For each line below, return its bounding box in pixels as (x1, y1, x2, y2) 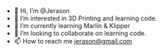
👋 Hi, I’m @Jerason (13, 7, 70, 15)
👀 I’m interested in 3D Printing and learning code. (13, 14, 158, 22)
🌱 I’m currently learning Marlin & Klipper (13, 22, 131, 30)
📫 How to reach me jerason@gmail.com (13, 37, 132, 45)
